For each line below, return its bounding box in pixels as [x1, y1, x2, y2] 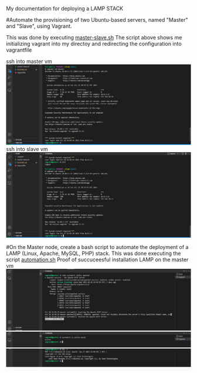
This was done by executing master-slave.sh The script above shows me [6, 34, 182, 41]
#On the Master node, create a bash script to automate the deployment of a [6, 243, 189, 250]
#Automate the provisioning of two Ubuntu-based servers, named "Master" [6, 16, 188, 23]
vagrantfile [6, 46, 32, 53]
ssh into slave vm [6, 146, 48, 153]
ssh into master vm [6, 58, 52, 65]
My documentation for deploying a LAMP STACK [6, 5, 124, 12]
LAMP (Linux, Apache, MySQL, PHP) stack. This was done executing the [6, 250, 181, 257]
